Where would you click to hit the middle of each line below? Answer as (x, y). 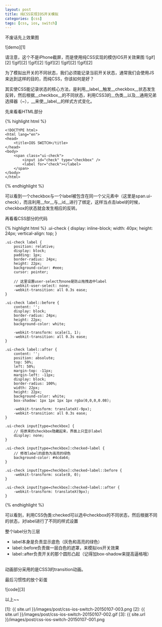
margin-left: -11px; (34, 375)
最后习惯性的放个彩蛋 (26, 580)
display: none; (29, 435)
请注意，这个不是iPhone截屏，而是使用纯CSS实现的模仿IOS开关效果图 (75, 57)
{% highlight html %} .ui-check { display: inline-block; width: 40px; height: (79, 228)
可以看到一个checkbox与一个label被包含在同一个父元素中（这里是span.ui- (79, 196)
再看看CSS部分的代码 (26, 219)
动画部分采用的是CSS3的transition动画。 (45, 570)
